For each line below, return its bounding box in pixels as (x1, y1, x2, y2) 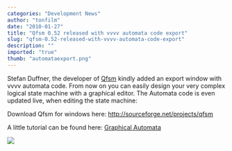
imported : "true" (7, 49, 58, 56)
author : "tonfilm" (7, 17, 60, 24)
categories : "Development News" (7, 10, 101, 17)
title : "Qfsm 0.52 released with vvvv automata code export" (7, 29, 188, 37)
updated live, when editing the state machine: (7, 96, 138, 105)
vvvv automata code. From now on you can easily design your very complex (7, 81, 226, 90)
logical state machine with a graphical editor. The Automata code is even (7, 89, 215, 97)
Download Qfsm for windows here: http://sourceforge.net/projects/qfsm (7, 109, 214, 118)
